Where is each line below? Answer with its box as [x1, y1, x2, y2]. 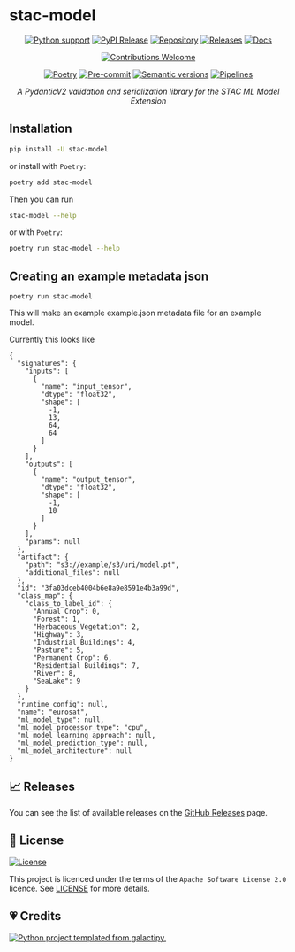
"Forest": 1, [32, 615, 81, 624]
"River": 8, [32, 669, 77, 678]
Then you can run [9, 194, 73, 205]
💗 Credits [9, 909, 62, 924]
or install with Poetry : [9, 160, 87, 171]
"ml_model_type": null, [17, 716, 104, 724]
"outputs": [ [25, 460, 73, 469]
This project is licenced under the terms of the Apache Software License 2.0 [9, 873, 287, 884]
